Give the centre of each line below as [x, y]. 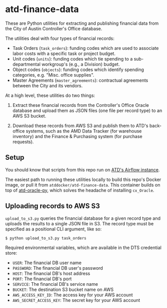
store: [11, 253]
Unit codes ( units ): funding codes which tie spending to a [72, 58]
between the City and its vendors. [48, 85]
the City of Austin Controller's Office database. [54, 28]
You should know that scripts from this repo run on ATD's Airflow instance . [82, 169]
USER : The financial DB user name [47, 263]
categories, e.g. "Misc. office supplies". [53, 75]
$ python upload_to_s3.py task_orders [46, 238]
